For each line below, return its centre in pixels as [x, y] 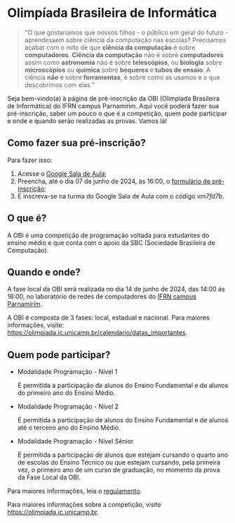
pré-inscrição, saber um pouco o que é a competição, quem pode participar [117, 113]
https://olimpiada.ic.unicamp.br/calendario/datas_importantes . [98, 333]
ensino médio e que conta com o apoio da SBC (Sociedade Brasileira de [111, 242]
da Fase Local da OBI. [49, 477]
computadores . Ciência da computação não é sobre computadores [124, 55]
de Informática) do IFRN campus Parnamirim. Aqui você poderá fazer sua [113, 106]
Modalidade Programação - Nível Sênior [75, 441]
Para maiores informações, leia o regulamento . [75, 491]
